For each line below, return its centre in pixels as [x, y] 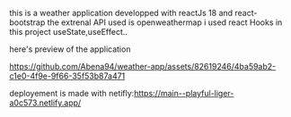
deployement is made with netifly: [72, 93]
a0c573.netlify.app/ [45, 103]
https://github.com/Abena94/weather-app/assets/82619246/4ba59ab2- [143, 67]
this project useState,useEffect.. [69, 32]
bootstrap [27, 22]
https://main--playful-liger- [184, 93]
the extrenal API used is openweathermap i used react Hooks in [165, 22]
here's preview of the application [70, 49]
